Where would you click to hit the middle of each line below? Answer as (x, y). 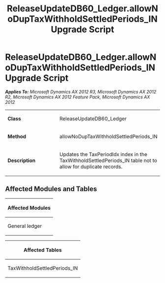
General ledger (25, 226)
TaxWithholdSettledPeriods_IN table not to (108, 160)
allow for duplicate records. (91, 166)
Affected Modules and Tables (51, 189)
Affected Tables (43, 250)
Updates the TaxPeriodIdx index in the (103, 154)
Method (17, 136)
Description (22, 160)
